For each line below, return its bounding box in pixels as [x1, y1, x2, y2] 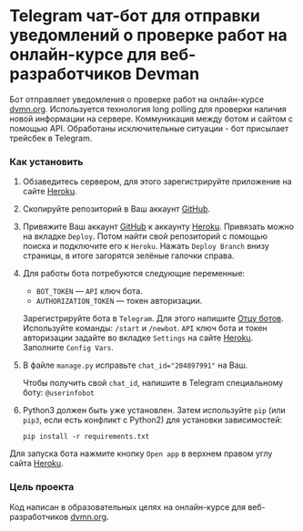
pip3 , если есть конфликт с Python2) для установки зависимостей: [22, 414, 283, 425]
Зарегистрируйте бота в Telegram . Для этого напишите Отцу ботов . [22, 313, 284, 324]
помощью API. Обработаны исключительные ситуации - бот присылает [9, 122, 289, 133]
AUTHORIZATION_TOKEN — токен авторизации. [35, 296, 203, 307]
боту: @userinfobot [22, 387, 95, 398]
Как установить [9, 155, 84, 168]
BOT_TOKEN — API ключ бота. [35, 286, 143, 297]
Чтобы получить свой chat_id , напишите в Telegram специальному [22, 378, 284, 389]
